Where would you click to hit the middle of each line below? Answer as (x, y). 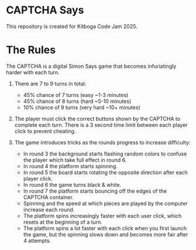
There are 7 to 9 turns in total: (50, 84)
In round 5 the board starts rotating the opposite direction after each (106, 172)
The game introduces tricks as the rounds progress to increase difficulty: (102, 142)
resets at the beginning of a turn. (63, 222)
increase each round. (49, 209)
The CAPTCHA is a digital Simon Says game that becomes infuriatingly (91, 66)
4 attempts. (37, 241)
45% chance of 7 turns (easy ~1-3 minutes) (76, 95)
